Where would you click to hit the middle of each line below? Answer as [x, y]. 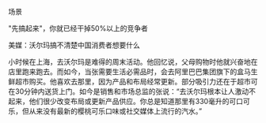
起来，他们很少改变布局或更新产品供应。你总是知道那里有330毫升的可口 [126, 101]
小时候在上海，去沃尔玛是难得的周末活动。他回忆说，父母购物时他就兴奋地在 [133, 62]
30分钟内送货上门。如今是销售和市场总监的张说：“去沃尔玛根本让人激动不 [135, 91]
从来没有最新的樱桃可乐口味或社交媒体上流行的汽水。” [116, 111]
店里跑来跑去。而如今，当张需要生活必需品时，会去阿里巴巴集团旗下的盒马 [129, 72]
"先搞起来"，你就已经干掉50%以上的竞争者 [78, 28]
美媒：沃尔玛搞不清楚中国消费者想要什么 [74, 45]
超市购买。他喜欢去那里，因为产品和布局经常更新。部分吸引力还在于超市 [133, 82]
